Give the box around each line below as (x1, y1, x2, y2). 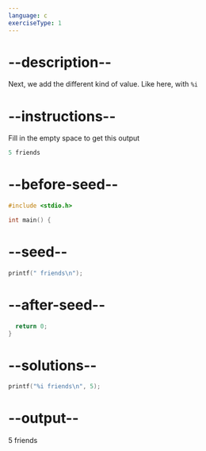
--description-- (8, 53, 113, 71)
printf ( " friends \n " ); (8, 269, 83, 277)
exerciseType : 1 (8, 19, 62, 27)
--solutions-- (8, 357, 97, 374)
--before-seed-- (8, 175, 119, 194)
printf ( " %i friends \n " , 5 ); (8, 383, 101, 391)
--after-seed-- (8, 295, 105, 314)
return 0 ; (15, 322, 48, 330)
